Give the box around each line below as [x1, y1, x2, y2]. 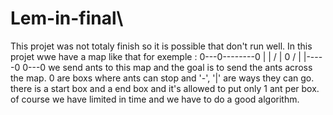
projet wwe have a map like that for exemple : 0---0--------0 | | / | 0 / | [10, 50, 302, 62]
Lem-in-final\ [10, 7, 124, 30]
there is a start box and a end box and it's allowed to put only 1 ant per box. [10, 82, 320, 94]
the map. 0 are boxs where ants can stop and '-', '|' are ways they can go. [10, 72, 315, 84]
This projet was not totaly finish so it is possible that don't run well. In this [10, 40, 313, 52]
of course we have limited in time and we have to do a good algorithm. [10, 93, 300, 105]
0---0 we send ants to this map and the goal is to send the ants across [22, 61, 313, 73]
